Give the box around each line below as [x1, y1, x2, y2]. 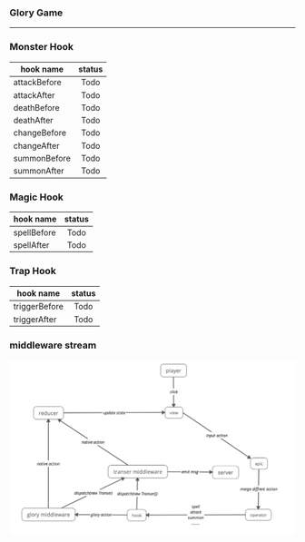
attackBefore [13, 77, 62, 88]
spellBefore [13, 227, 56, 238]
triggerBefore [13, 301, 64, 312]
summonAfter [13, 165, 65, 176]
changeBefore [13, 127, 66, 138]
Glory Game [9, 6, 64, 19]
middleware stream [9, 339, 97, 351]
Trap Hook [9, 265, 56, 278]
